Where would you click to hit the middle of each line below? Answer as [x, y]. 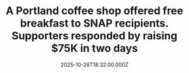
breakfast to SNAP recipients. [94, 23]
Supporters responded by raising [94, 36]
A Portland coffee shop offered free [94, 11]
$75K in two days [94, 49]
